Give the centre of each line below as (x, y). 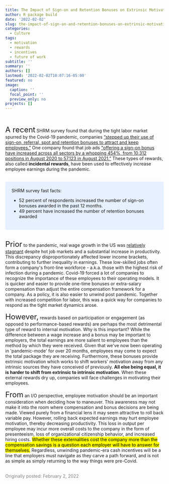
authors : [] (18, 71)
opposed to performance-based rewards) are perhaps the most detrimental (83, 324)
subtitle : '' (19, 62)
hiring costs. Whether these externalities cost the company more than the (81, 440)
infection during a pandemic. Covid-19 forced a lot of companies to (75, 273)
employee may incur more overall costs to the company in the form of (77, 429)
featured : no (19, 80)
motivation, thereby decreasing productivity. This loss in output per (75, 423)
